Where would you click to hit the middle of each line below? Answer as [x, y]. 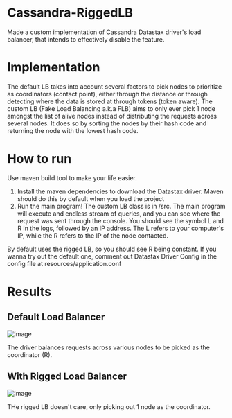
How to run [39, 159]
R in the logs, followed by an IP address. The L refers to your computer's [120, 228]
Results [29, 292]
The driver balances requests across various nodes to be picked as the [108, 347]
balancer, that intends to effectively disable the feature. [86, 39]
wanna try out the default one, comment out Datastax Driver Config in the [112, 256]
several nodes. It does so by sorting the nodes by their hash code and [107, 123]
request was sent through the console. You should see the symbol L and [120, 220]
